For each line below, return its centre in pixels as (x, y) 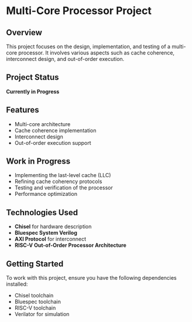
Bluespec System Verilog (46, 233)
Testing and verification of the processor (64, 188)
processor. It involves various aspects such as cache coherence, (96, 53)
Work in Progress (38, 162)
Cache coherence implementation (55, 130)
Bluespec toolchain (38, 302)
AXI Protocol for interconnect (50, 239)
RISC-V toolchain (35, 308)
